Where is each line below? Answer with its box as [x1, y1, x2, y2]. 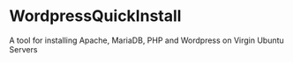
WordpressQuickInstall [9, 6, 182, 26]
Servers [9, 44, 38, 54]
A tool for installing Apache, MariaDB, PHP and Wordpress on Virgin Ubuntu [9, 35, 284, 45]
